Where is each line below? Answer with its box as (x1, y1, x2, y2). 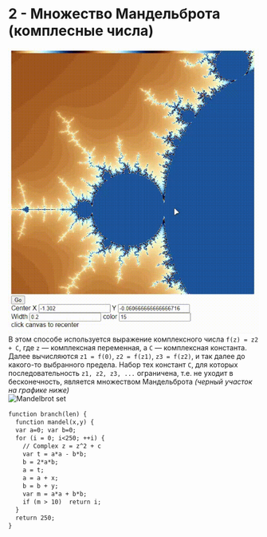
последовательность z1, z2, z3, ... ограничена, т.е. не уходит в (8, 368, 234, 377)
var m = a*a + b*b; (22, 490, 88, 498)
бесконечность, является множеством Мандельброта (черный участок (8, 377, 253, 386)
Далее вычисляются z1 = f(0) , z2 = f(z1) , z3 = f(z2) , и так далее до (8, 351, 245, 361)
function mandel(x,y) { (15, 418, 94, 426)
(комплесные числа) (8, 22, 154, 40)
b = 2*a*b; (22, 458, 59, 466)
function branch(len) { (8, 410, 88, 418)
